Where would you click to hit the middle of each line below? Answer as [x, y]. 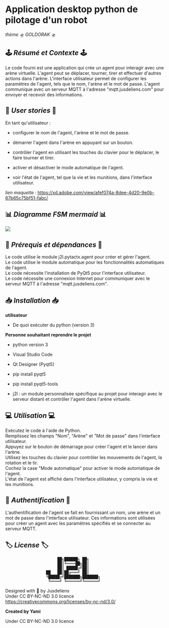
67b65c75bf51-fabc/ [27, 198]
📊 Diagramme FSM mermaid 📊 [56, 214]
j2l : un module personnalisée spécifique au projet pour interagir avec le [88, 394]
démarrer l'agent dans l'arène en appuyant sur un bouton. [73, 142]
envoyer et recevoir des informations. [44, 94]
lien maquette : [21, 192]
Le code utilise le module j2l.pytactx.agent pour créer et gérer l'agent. [78, 257]
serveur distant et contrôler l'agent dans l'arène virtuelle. [72, 399]
